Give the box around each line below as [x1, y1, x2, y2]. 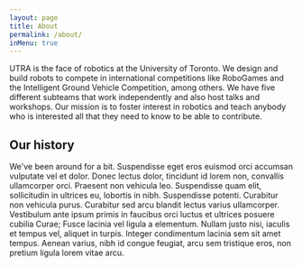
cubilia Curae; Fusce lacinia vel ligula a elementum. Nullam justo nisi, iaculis [9, 218, 290, 230]
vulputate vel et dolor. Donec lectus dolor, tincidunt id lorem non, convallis [9, 170, 284, 181]
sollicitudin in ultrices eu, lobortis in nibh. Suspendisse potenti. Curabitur [9, 190, 279, 201]
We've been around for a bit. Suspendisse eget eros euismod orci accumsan [9, 161, 293, 172]
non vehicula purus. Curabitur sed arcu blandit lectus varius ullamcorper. [9, 199, 279, 210]
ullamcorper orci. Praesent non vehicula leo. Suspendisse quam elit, [9, 180, 262, 191]
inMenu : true [9, 38, 59, 48]
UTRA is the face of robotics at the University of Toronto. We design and [9, 63, 279, 74]
